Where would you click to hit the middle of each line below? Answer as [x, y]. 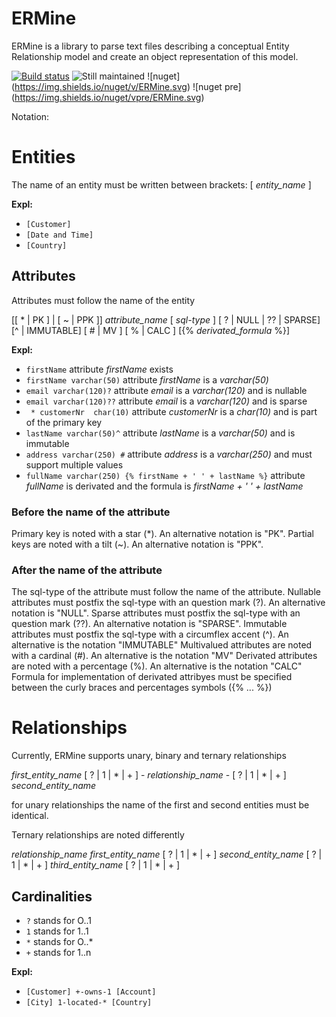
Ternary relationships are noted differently [98, 835]
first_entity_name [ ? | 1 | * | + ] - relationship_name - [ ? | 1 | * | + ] [149, 775]
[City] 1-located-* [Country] [89, 1003]
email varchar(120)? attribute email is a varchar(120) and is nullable [166, 390]
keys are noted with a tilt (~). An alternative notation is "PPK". [137, 544]
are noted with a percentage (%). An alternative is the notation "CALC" [157, 666]
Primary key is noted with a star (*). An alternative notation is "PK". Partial [162, 533]
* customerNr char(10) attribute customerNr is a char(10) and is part [174, 411]
